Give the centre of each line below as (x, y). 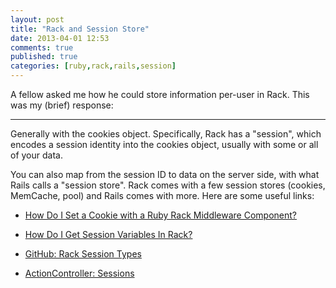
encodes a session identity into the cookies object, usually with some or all (164, 144)
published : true (44, 57)
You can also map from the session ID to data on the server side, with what (165, 174)
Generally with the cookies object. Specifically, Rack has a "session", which (166, 134)
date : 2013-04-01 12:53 (60, 38)
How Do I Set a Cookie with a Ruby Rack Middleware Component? (161, 215)
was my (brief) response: (62, 105)
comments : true (42, 47)
